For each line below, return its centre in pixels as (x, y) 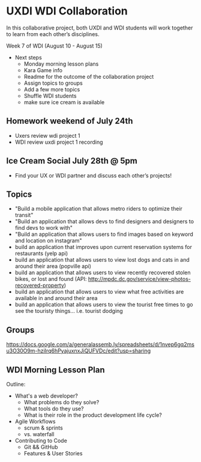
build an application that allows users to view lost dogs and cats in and (102, 260)
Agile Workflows (35, 421)
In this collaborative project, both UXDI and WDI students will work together (100, 28)
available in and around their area (56, 298)
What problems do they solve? (61, 402)
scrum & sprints (43, 428)
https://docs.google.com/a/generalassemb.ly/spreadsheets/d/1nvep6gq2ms (100, 345)
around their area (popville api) (53, 266)
